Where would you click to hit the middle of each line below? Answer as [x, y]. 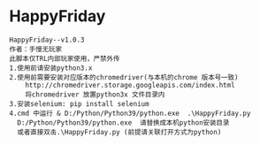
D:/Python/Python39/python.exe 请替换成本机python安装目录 [123, 122]
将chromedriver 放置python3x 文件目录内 [95, 95]
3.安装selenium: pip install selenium [79, 103]
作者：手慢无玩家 [36, 49]
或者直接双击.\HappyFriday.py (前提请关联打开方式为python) [119, 132]
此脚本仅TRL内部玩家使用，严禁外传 [65, 58]
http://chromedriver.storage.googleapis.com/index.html [130, 85]
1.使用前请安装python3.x [51, 68]
